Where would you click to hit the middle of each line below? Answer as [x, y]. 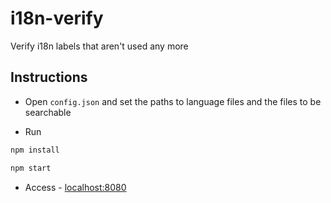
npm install [35, 150]
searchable [48, 112]
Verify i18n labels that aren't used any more [99, 46]
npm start [31, 168]
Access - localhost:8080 [75, 187]
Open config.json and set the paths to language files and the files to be [173, 101]
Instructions [49, 77]
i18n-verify [57, 18]
